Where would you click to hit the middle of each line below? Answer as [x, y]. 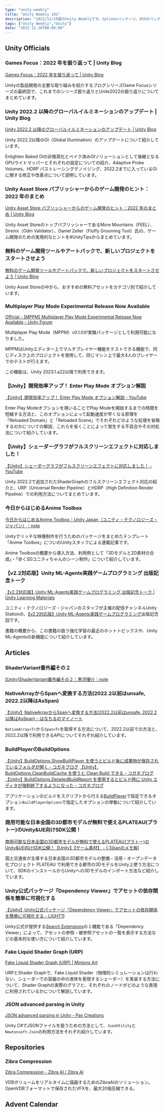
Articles [18, 653]
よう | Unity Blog [22, 276]
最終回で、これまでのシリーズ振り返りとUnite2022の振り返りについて [88, 91]
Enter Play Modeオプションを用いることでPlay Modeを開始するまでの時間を [82, 408]
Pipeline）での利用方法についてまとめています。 [54, 494]
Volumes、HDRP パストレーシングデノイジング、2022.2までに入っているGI [81, 169]
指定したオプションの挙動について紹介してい [111, 802]
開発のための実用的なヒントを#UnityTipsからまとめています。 [72, 237]
